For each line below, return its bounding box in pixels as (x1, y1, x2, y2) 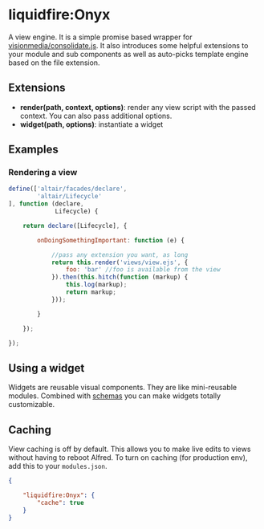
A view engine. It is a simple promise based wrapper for (8, 32, 193, 42)
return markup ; (65, 288, 116, 296)
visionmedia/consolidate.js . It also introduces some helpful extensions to (8, 40, 249, 50)
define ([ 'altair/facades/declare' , (8, 185, 128, 193)
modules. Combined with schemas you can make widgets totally (8, 391, 221, 401)
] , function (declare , (8, 200, 84, 208)
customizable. (8, 400, 55, 409)
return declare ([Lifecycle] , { (22, 222, 128, 230)
